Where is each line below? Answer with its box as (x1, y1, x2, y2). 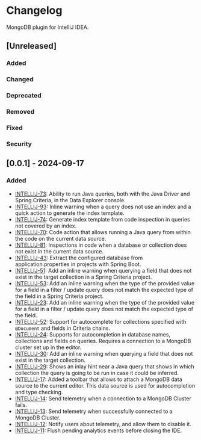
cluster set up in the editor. (14, 344, 82, 351)
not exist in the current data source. (14, 247, 104, 255)
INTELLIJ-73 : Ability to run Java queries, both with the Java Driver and (14, 190, 190, 197)
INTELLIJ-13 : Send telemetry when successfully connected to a (14, 407, 173, 415)
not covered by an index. (14, 222, 77, 229)
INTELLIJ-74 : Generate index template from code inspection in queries (14, 215, 191, 223)
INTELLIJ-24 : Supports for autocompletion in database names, (14, 330, 170, 338)
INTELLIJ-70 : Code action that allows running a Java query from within (14, 228, 191, 235)
